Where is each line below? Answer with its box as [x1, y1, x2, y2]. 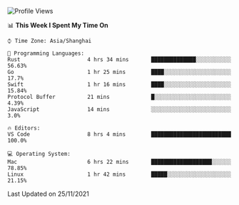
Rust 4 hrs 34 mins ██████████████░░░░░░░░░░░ [7, 56, 232, 63]
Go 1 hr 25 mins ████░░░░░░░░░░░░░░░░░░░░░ [7, 68, 232, 75]
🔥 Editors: [7, 125, 41, 132]
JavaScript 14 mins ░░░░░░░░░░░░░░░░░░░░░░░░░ [7, 106, 232, 113]
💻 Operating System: [7, 150, 71, 157]
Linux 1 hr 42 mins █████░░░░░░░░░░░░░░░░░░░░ [7, 171, 232, 178]
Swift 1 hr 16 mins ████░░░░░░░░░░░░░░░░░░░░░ [7, 81, 232, 88]
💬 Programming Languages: [7, 50, 84, 57]
